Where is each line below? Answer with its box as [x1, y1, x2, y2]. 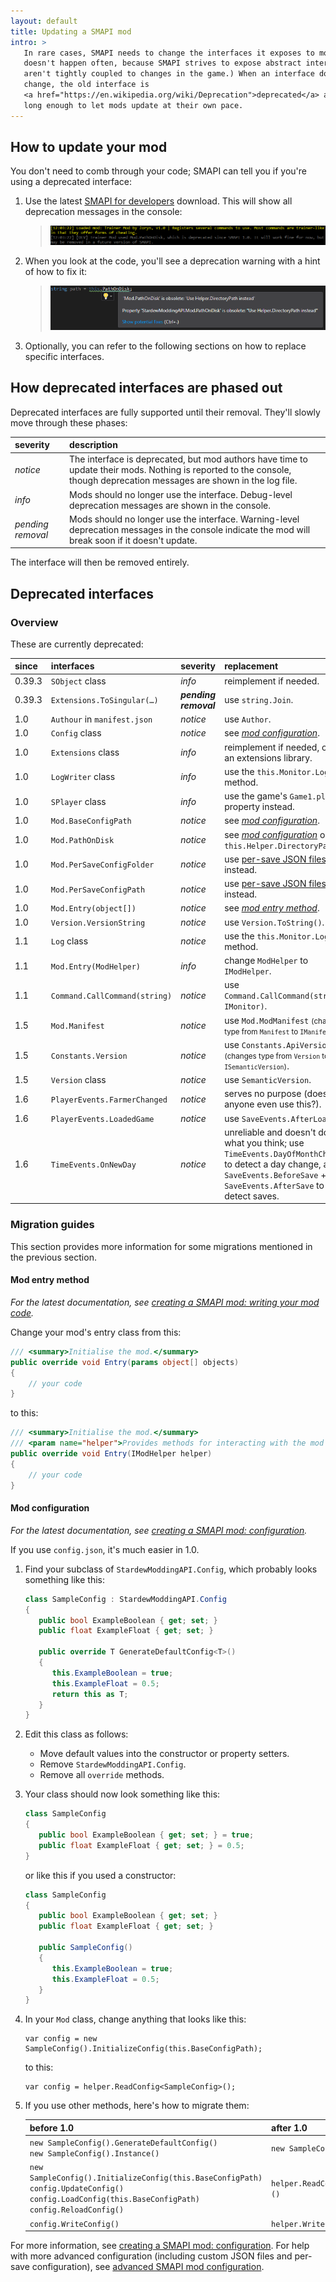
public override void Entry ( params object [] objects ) [10, 1357, 240, 1367]
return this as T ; [51, 1689, 129, 1699]
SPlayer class [50, 795, 107, 807]
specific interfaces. [24, 350, 105, 362]
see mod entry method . [224, 902, 320, 914]
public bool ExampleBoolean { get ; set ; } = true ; [38, 1830, 255, 1840]
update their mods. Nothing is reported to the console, [69, 464, 292, 476]
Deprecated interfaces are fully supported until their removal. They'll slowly [10, 406, 321, 418]
